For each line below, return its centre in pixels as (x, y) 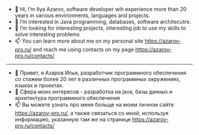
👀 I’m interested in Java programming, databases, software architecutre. (103, 22)
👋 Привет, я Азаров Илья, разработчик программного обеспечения (100, 73)
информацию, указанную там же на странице (73, 119)
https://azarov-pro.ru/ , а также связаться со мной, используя (92, 113)
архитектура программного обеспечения (67, 98)
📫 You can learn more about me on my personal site (79, 41)
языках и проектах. (39, 85)
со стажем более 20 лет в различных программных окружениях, (97, 79)
